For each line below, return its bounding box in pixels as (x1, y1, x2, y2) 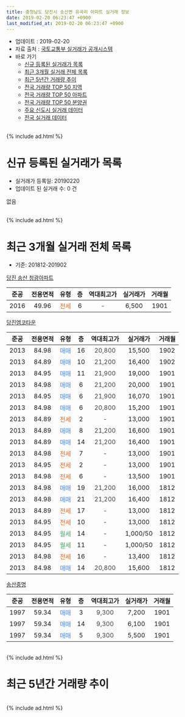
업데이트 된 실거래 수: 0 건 (15, 185, 77, 192)
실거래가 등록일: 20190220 (15, 178, 80, 185)
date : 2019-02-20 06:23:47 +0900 (6, 15, 91, 21)
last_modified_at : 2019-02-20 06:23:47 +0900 (6, 20, 124, 26)
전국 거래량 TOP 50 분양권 (24, 99, 87, 106)
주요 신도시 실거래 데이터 (24, 106, 83, 113)
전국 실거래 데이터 (24, 114, 67, 121)
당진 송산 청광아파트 (6, 274, 54, 281)
